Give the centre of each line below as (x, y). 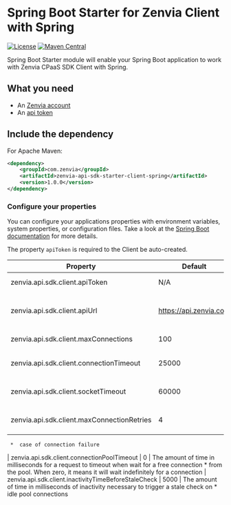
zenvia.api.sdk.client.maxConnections (71, 339)
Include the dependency (60, 135)
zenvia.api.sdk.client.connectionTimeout (76, 363)
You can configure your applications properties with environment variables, (114, 222)
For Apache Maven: (35, 151)
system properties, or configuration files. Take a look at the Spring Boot (108, 229)
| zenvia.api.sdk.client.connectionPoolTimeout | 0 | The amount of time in (111, 458)
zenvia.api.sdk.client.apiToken (59, 282)
